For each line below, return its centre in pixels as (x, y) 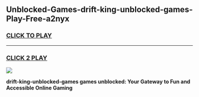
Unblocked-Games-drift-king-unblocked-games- (99, 10)
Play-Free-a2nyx (38, 19)
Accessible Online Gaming (39, 88)
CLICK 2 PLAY (27, 58)
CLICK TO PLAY (29, 36)
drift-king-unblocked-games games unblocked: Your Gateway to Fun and (98, 81)
